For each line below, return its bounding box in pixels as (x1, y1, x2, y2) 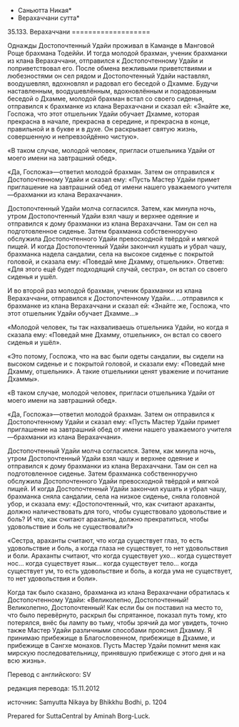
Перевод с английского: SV (7, 671, 91, 678)
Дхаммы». (7, 375, 40, 383)
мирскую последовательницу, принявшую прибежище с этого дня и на (7, 649, 226, 657)
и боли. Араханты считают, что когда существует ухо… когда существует (7, 551, 232, 560)
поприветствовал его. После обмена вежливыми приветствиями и (7, 64, 212, 72)
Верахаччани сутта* (17, 14, 80, 22)
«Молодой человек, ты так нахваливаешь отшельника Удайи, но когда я (7, 323, 229, 331)
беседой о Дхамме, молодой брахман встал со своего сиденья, (7, 94, 205, 103)
